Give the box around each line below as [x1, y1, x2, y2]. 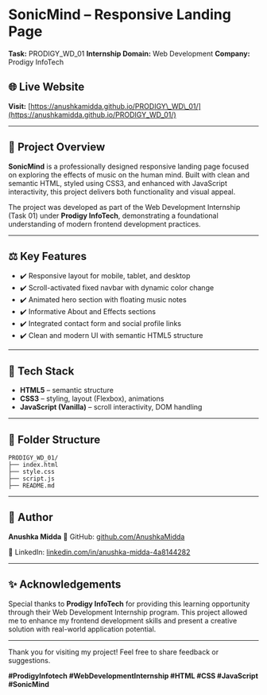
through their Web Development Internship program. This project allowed [8, 607, 248, 617]
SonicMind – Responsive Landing [8, 6, 232, 24]
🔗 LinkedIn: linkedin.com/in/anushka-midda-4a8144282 [8, 547, 191, 557]
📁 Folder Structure [8, 433, 101, 446]
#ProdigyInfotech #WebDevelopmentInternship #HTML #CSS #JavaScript [8, 670, 258, 681]
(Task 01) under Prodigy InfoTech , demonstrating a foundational [8, 211, 219, 220]
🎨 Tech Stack [8, 364, 75, 378]
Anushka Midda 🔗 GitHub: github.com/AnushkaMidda [8, 531, 185, 542]
